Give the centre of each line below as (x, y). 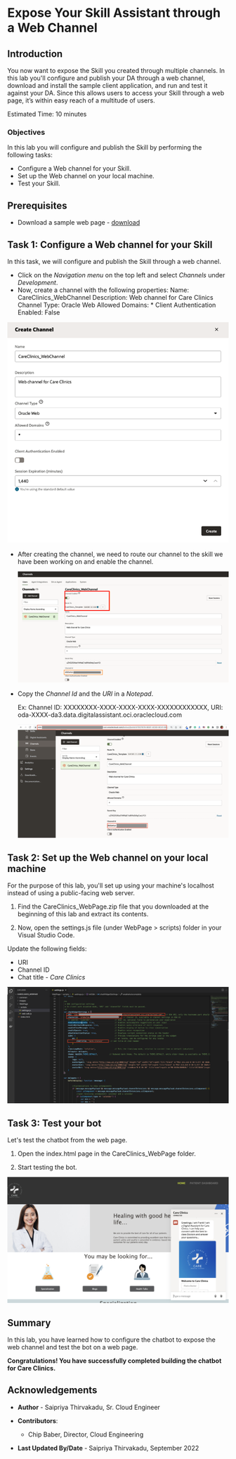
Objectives (26, 132)
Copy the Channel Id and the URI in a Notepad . (85, 694)
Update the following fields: (47, 949)
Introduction (35, 54)
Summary (29, 1322)
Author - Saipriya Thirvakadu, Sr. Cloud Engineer (88, 1407)
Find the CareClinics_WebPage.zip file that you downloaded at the (113, 906)
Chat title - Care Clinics (51, 977)
